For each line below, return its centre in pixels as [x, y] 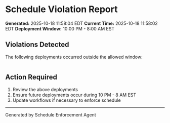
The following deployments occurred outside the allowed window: [74, 57]
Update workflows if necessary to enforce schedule [67, 100]
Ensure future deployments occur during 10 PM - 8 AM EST [74, 95]
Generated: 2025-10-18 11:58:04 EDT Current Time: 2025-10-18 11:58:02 [81, 23]
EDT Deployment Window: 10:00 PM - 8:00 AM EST [60, 28]
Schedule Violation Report [61, 9]
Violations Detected [37, 45]
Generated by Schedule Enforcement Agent [51, 114]
